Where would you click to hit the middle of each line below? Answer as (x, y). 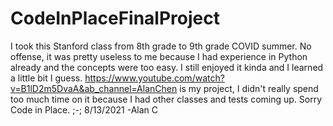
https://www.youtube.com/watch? (154, 78)
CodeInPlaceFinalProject (115, 18)
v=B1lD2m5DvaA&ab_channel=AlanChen (94, 88)
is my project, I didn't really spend (249, 88)
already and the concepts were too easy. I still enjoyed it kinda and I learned (167, 67)
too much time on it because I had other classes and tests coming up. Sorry (166, 99)
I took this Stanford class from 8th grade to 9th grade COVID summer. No (161, 46)
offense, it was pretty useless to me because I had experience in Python (159, 56)
